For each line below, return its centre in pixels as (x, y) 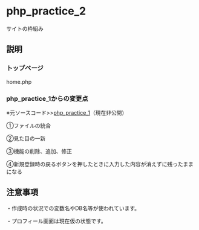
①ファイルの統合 (29, 126)
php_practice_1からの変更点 (47, 98)
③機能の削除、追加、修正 (39, 151)
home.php (19, 81)
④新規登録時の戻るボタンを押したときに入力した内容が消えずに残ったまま (100, 164)
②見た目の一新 (26, 138)
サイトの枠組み (25, 28)
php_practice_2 (46, 11)
